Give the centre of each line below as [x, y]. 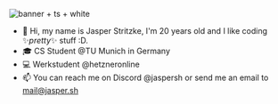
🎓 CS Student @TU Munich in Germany [96, 51]
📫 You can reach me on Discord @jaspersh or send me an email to [145, 77]
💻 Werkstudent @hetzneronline [81, 64]
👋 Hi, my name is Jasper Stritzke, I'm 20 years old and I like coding [145, 31]
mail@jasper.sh [50, 90]
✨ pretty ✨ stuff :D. [55, 40]
